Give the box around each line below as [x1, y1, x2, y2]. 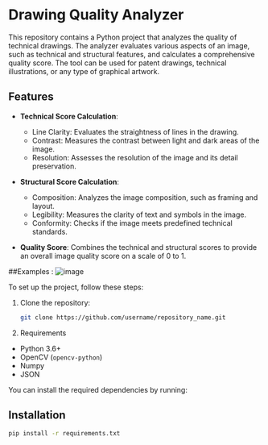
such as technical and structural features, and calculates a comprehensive [8, 49, 255, 59]
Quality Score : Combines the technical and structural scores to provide [19, 242, 258, 252]
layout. [31, 201, 55, 210]
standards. [31, 227, 68, 236]
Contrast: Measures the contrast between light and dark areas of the [31, 135, 260, 145]
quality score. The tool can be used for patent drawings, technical [8, 58, 227, 68]
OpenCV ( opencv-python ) [19, 352, 103, 362]
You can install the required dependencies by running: [8, 385, 188, 394]
